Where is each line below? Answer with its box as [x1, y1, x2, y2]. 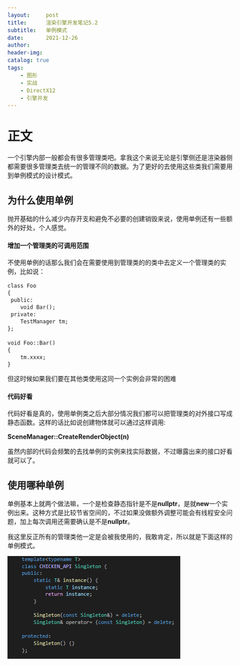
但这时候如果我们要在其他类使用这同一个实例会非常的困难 [7, 374, 176, 383]
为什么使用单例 [7, 194, 74, 207]
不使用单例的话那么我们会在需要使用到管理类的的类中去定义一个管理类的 [7, 258, 220, 267]
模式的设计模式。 [26, 172, 76, 180]
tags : [7, 64, 24, 71]
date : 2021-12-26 [7, 34, 79, 41]
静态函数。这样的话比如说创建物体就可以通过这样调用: [7, 418, 166, 427]
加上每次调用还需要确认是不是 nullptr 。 [19, 517, 134, 526]
